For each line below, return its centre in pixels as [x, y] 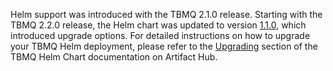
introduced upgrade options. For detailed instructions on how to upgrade [160, 35]
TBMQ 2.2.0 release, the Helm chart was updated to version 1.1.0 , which [158, 25]
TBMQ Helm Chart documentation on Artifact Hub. [114, 57]
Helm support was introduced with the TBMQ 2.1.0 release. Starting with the [166, 14]
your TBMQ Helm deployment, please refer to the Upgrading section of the [164, 46]
